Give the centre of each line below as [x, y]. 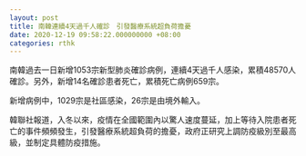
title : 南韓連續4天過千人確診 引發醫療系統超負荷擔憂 [100, 26]
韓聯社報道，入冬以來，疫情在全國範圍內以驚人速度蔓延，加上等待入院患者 [149, 120]
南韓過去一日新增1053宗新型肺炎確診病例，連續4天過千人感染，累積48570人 [153, 70]
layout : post [34, 18]
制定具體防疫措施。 [69, 142]
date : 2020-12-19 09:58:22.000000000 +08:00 [95, 34]
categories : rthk [42, 43]
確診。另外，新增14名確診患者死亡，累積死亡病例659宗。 [117, 82]
